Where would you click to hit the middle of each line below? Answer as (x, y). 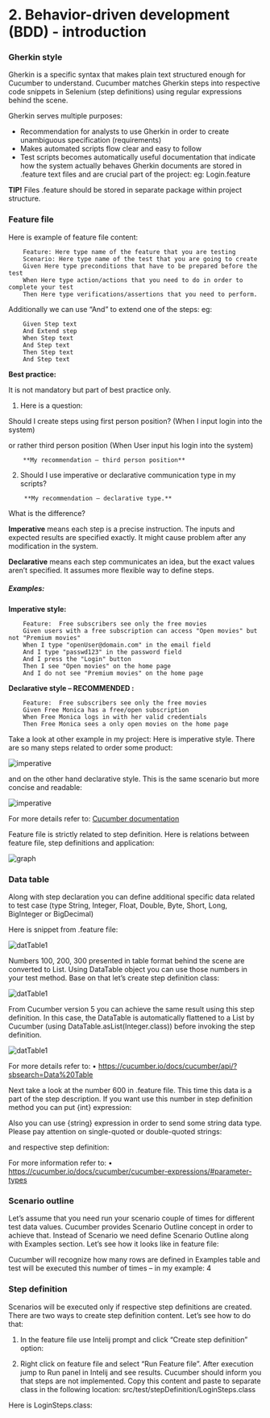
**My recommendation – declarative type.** (98, 498)
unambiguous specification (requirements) (91, 140)
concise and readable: (45, 787)
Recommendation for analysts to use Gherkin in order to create (125, 131)
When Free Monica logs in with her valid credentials (115, 717)
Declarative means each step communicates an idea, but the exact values (132, 561)
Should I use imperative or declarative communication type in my (128, 475)
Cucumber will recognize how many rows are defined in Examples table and (134, 1260)
